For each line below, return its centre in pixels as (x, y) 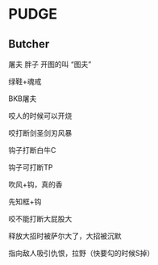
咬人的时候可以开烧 (40, 116)
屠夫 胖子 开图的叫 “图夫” (50, 64)
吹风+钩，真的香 (35, 184)
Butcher (29, 44)
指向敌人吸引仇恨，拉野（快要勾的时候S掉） (81, 253)
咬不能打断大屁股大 (40, 219)
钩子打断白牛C (32, 150)
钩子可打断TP (31, 167)
